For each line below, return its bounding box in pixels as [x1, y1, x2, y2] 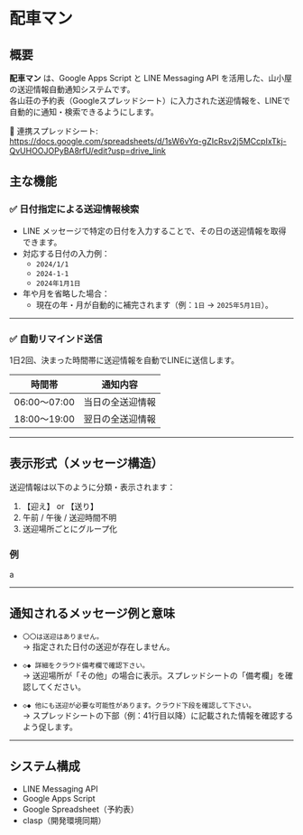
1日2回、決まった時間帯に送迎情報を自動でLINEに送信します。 [9, 354, 239, 366]
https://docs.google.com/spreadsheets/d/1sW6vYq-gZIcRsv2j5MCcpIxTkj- [9, 136, 287, 146]
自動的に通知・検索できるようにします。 [9, 107, 160, 117]
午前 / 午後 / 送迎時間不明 [22, 512, 117, 523]
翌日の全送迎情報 [83, 413, 156, 425]
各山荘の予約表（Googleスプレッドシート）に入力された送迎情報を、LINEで [9, 96, 291, 106]
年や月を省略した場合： [22, 288, 110, 299]
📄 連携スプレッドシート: [9, 125, 99, 136]
